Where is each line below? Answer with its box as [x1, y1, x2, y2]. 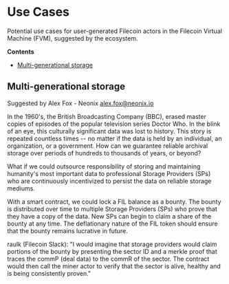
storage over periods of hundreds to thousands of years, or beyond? [7, 149, 201, 157]
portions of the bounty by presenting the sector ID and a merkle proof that [7, 247, 218, 255]
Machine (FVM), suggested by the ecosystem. [7, 34, 138, 42]
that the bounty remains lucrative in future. [7, 226, 129, 234]
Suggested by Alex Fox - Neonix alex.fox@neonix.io [7, 99, 154, 107]
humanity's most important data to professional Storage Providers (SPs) [7, 169, 211, 177]
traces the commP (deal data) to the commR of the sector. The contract [7, 254, 210, 263]
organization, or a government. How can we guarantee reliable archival [7, 142, 208, 150]
